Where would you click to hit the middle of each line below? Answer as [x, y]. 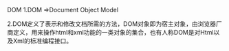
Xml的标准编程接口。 [43, 41]
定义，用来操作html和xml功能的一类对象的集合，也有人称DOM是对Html [113, 32]
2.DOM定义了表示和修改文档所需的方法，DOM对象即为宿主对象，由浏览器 [112, 24]
